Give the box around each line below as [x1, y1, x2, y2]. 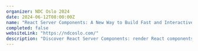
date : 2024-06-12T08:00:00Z [6, 14, 75, 20]
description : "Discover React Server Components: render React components [6, 36, 194, 42]
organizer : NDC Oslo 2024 [6, 8, 70, 15]
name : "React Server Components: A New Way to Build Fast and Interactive [6, 19, 194, 25]
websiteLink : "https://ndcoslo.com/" [6, 30, 99, 36]
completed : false [6, 25, 49, 31]
